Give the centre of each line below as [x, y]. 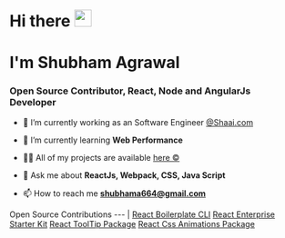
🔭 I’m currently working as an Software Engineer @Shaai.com [137, 122]
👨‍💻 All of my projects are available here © [101, 157]
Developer [33, 103]
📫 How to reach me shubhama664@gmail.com [114, 193]
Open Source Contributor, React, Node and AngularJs [130, 91]
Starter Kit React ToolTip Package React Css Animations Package [132, 223]
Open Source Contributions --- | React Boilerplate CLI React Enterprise [142, 214]
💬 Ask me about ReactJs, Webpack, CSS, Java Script [124, 175]
